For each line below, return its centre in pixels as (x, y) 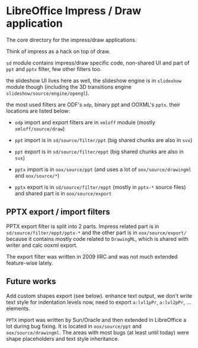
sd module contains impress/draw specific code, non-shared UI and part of (98, 63)
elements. (18, 308)
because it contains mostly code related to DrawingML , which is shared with (97, 239)
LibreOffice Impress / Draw (74, 11)
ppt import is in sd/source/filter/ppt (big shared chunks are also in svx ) (103, 140)
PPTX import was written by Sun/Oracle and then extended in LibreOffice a (96, 320)
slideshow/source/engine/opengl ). (48, 93)
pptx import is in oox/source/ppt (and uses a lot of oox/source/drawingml (103, 169)
